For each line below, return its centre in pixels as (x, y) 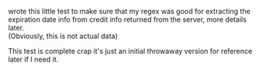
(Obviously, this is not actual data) (63, 36)
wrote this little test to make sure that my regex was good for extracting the (129, 11)
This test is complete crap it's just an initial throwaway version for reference (130, 51)
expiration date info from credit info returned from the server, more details (127, 19)
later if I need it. (33, 59)
